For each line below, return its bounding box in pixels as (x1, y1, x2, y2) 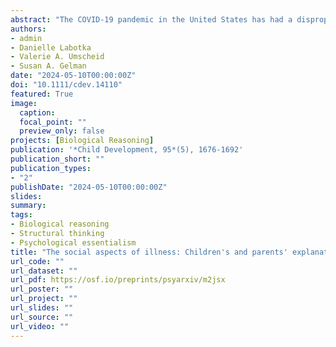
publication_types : (10, 163, 92, 173)
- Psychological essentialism (10, 237, 137, 248)
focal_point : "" (19, 117, 87, 127)
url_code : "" (10, 256, 65, 266)
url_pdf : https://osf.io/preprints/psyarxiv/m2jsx (10, 275, 226, 285)
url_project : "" (10, 294, 78, 304)
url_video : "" (10, 321, 70, 331)
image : (10, 98, 38, 108)
